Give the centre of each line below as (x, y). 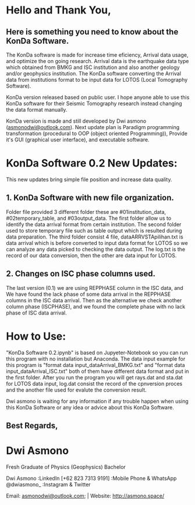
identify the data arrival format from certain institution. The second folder (94, 224)
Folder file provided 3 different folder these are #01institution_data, (86, 212)
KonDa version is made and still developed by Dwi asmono (76, 121)
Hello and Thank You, (59, 10)
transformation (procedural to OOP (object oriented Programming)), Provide (97, 133)
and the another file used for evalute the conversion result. (76, 390)
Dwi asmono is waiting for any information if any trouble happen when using (97, 401)
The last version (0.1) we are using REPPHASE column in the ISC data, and (95, 288)
